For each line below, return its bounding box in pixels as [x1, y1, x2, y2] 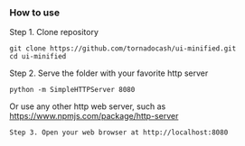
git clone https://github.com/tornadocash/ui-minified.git [9, 44, 237, 53]
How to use [9, 6, 61, 19]
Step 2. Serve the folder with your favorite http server [9, 68, 209, 78]
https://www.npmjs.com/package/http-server [9, 111, 179, 122]
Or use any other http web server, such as [9, 101, 166, 112]
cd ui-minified [9, 52, 67, 61]
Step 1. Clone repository [9, 27, 99, 38]
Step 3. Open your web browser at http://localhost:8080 [9, 128, 229, 137]
